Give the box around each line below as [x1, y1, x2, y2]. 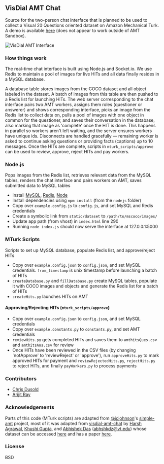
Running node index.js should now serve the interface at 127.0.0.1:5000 [12, 224, 158, 230]
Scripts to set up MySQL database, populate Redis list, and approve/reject [5, 247, 155, 253]
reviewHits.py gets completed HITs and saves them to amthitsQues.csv [12, 336, 157, 342]
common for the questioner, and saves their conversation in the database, [5, 117, 155, 123]
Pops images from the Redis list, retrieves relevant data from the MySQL [5, 172, 152, 178]
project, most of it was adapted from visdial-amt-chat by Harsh [14, 420, 142, 426]
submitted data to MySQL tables [5, 182, 70, 189]
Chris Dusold [12, 387, 39, 393]
